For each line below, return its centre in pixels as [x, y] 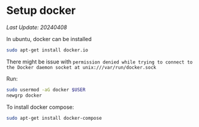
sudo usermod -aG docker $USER [46, 90]
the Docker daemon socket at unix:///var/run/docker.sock [81, 67]
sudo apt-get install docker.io [47, 50]
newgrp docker [24, 95]
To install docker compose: [40, 107]
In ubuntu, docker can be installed [49, 39]
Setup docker [41, 11]
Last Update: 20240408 [37, 27]
